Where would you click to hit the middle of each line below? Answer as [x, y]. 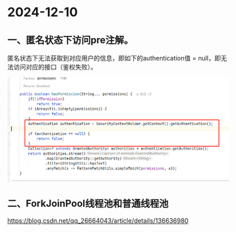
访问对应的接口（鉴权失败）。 [55, 67]
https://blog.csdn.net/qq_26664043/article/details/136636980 [98, 221]
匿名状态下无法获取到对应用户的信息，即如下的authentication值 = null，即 [114, 58]
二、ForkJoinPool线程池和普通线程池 [88, 204]
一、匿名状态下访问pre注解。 [70, 40]
